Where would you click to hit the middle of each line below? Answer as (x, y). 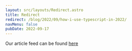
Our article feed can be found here (42, 43)
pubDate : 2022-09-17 (27, 29)
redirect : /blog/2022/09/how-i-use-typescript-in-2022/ (66, 19)
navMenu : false (21, 24)
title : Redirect (23, 15)
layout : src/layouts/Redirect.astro (44, 10)
